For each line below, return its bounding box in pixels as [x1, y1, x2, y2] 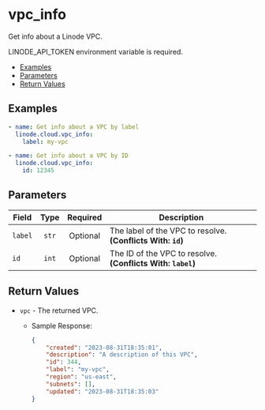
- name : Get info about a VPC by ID [8, 152, 129, 160]
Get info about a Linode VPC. [8, 32, 103, 41]
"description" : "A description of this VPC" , [46, 351, 199, 359]
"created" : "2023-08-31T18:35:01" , [46, 344, 163, 352]
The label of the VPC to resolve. [109, 225, 227, 236]
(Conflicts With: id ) [109, 235, 184, 246]
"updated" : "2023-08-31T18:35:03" [46, 387, 159, 396]
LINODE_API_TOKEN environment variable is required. [8, 47, 184, 56]
